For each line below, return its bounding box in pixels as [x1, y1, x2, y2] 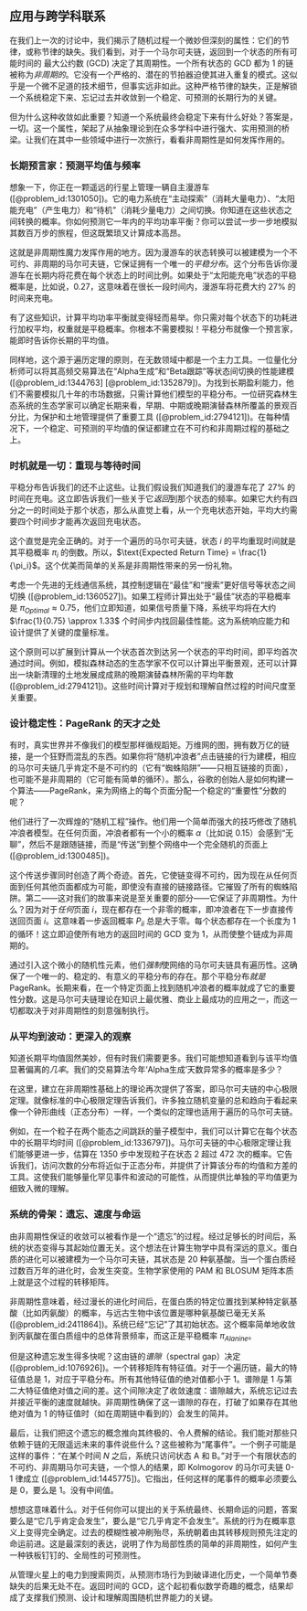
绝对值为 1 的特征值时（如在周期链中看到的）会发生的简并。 [9, 1408, 234, 1419]
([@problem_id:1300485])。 [9, 850, 115, 861]
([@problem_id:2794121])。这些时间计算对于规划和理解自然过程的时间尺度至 [9, 680, 296, 691]
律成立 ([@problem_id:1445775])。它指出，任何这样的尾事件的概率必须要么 [15, 1473, 298, 1484]
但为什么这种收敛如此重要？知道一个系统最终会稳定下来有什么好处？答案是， [9, 111, 298, 122]
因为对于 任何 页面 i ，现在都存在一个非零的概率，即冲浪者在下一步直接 [25, 904, 286, 915]
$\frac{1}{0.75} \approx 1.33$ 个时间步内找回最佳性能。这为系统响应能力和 [9, 615, 291, 626]
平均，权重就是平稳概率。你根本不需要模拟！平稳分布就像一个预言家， [33, 324, 298, 335]
